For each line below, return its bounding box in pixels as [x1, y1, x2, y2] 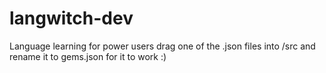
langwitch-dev [9, 7, 134, 30]
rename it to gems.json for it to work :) [9, 50, 167, 62]
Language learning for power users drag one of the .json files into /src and [9, 40, 316, 52]
